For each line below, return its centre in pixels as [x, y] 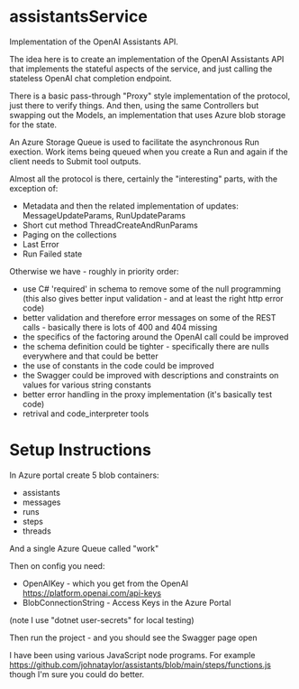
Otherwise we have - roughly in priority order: [94, 271]
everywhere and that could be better [91, 356]
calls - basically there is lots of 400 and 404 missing [120, 327]
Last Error [41, 244]
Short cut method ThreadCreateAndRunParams [110, 225]
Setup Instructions [80, 450]
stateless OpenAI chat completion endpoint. [91, 78]
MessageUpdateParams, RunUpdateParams [104, 215]
